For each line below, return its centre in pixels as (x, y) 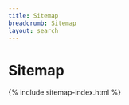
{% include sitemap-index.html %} (65, 92)
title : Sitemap (33, 16)
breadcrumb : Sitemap (43, 23)
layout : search (33, 30)
